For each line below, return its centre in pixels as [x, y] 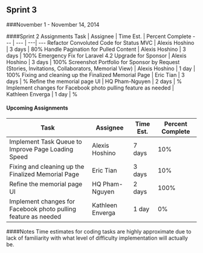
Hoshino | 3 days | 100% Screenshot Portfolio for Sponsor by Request [93, 62]
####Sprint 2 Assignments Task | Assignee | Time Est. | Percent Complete [99, 36]
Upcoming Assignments [37, 108]
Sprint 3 [22, 10]
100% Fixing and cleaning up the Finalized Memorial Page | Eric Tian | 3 [96, 74]
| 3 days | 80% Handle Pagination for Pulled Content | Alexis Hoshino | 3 [96, 49]
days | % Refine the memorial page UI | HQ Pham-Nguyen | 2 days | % [94, 81]
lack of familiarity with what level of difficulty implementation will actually [97, 238]
